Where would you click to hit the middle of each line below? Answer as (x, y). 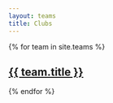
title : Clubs (30, 24)
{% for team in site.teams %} (57, 46)
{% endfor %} (32, 92)
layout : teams (33, 16)
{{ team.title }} (46, 72)
